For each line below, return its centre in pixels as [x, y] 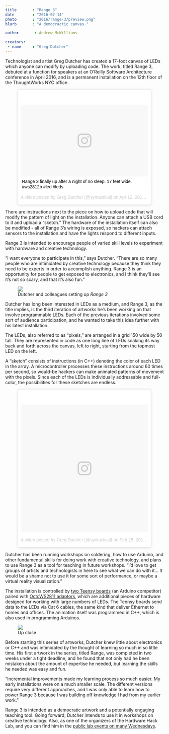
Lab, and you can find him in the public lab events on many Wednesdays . [81, 726]
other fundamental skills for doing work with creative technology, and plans [83, 560]
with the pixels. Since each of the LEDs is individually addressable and [78, 377]
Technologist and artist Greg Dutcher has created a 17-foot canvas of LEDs [83, 61]
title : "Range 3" [31, 10]
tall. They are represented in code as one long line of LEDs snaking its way [82, 341]
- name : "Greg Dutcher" [38, 47]
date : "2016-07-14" [35, 15]
